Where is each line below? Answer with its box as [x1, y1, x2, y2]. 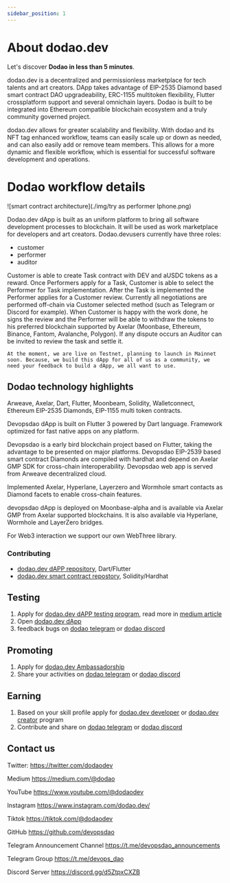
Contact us [7, 743, 56, 754]
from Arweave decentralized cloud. [7, 469, 107, 478]
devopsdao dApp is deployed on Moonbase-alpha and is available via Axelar [7, 504, 224, 512]
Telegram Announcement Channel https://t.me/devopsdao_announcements [7, 841, 220, 849]
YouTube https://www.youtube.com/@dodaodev [7, 787, 144, 796]
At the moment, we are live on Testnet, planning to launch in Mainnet [7, 350, 216, 357]
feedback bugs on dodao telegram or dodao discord [16, 624, 165, 633]
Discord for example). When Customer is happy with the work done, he [7, 308, 208, 316]
